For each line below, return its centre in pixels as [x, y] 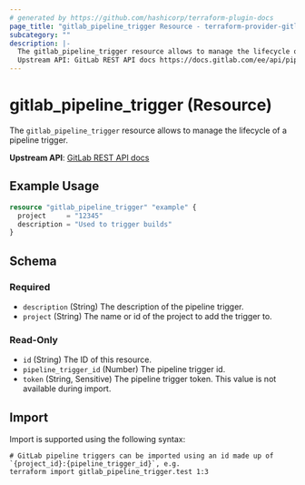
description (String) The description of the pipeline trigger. [133, 307]
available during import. [67, 389]
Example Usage [54, 186]
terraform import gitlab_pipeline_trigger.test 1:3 [109, 472]
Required [30, 287]
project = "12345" [60, 216]
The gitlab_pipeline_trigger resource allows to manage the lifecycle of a [148, 130]
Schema [33, 261]
